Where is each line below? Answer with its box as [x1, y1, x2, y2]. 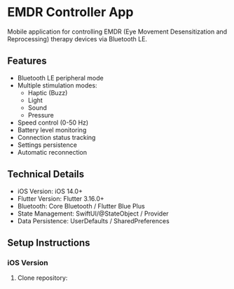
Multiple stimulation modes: [17, 81, 97, 90]
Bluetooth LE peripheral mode [17, 73, 104, 82]
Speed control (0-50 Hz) [17, 118, 89, 127]
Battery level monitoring [17, 125, 87, 134]
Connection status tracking [17, 133, 96, 141]
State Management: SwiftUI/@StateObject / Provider [17, 209, 170, 218]
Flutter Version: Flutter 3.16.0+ [17, 194, 105, 203]
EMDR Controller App [7, 4, 134, 20]
